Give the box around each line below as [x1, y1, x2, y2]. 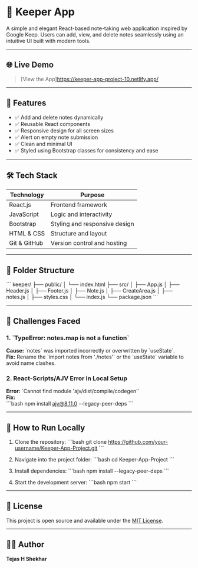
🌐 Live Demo [6, 60, 54, 70]
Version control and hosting [50, 239, 127, 247]
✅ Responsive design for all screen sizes [14, 127, 114, 134]
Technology [9, 191, 44, 199]
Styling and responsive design [50, 220, 134, 228]
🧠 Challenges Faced [6, 316, 81, 326]
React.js [9, 201, 31, 209]
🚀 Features [6, 98, 47, 108]
